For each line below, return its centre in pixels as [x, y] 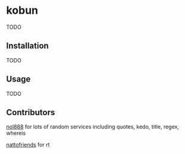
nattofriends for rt [28, 145]
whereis [16, 133]
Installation [27, 46]
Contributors [31, 112]
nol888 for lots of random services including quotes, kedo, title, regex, [92, 127]
